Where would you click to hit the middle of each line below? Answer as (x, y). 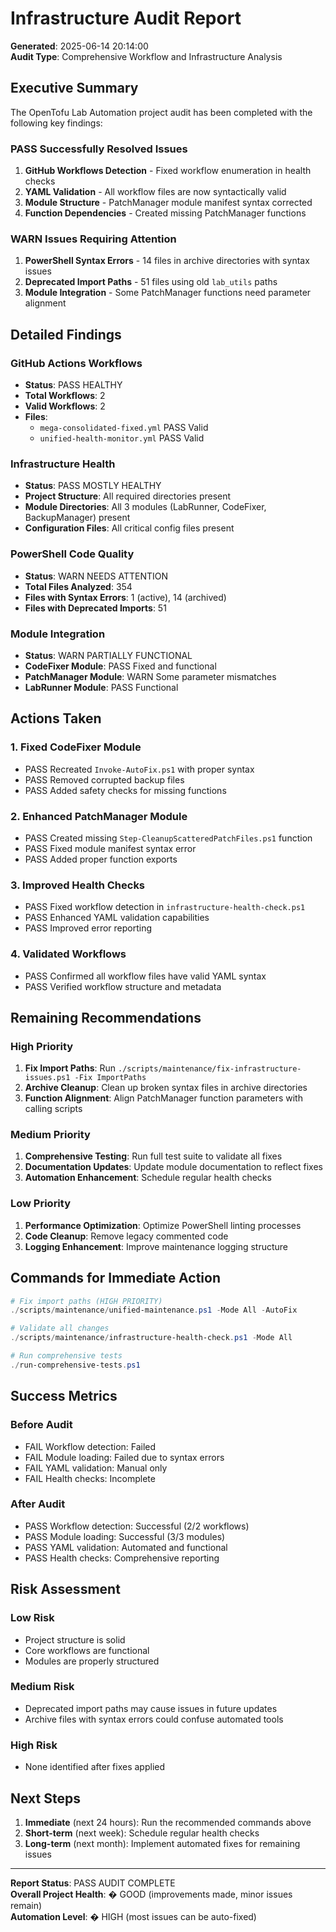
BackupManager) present (77, 518)
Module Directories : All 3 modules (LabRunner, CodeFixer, (145, 507)
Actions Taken (56, 718)
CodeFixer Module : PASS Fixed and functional (120, 666)
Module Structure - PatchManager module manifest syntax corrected (168, 203)
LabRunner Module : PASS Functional (101, 687)
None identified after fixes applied (95, 1767)
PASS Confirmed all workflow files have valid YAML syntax (145, 976)
